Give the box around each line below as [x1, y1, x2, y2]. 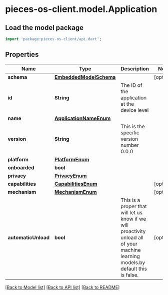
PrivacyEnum [54, 172, 87, 179]
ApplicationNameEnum [54, 115, 111, 122]
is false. [120, 271, 139, 278]
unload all [120, 234, 143, 241]
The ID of [120, 81, 142, 88]
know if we [120, 215, 146, 222]
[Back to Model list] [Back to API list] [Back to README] [5, 284, 120, 290]
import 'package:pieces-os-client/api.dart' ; [5, 36, 101, 41]
